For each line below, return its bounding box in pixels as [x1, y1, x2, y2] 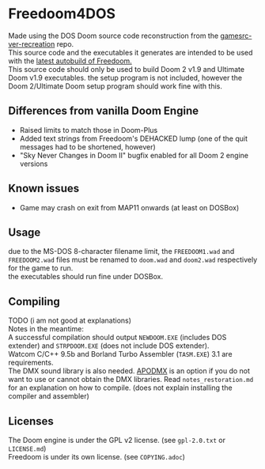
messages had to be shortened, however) [19, 142, 156, 151]
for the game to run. [8, 263, 74, 273]
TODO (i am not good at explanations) [8, 316, 132, 325]
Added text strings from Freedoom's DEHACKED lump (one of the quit [19, 134, 248, 143]
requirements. [8, 357, 54, 368]
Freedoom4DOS [8, 5, 116, 23]
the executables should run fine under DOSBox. [8, 272, 164, 282]
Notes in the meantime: [8, 324, 85, 334]
